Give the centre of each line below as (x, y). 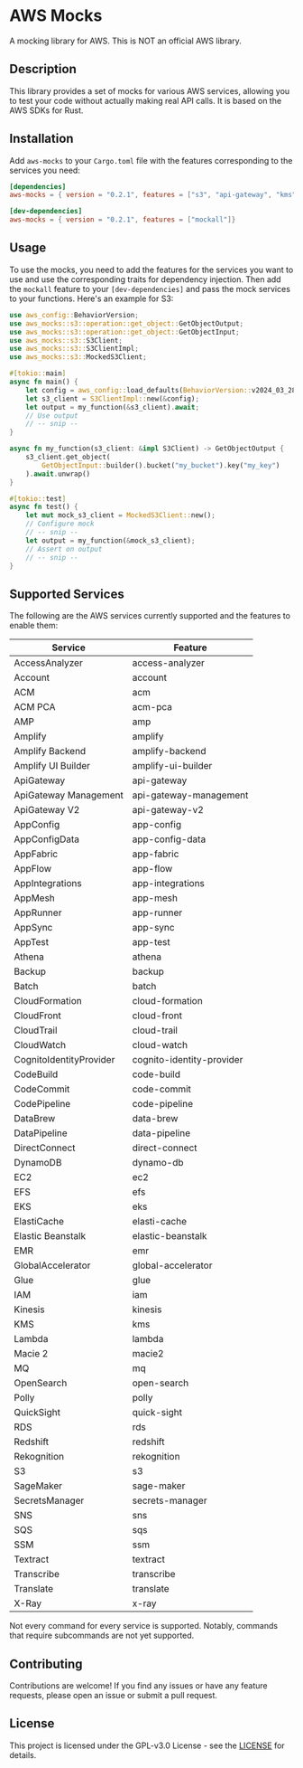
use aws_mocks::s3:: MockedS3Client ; (78, 357)
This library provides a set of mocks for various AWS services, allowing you (150, 90)
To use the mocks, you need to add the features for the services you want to (151, 269)
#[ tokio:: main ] (38, 373)
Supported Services (67, 594)
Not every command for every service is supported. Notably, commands (143, 1626)
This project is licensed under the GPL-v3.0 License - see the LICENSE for (147, 1745)
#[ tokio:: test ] (38, 498)
